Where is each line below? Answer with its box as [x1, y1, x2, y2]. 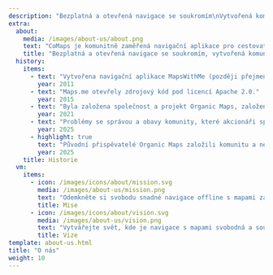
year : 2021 [37, 111, 75, 119]
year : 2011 [37, 80, 75, 88]
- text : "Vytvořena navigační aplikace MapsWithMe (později [29, 72, 238, 81]
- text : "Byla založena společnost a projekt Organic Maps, [29, 103, 238, 111]
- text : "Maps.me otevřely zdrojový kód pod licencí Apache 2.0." [29, 87, 260, 96]
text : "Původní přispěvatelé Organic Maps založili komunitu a [37, 140, 256, 149]
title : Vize [37, 231, 79, 240]
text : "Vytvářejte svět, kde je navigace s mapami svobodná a [37, 224, 253, 232]
